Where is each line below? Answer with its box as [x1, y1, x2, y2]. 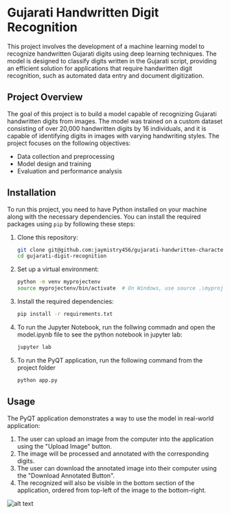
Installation [7, 187, 56, 199]
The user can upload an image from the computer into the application [16, 435, 214, 443]
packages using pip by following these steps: [7, 219, 135, 228]
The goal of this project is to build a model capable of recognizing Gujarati [7, 109, 218, 118]
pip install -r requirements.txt [16, 311, 113, 318]
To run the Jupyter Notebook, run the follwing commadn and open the [16, 323, 216, 331]
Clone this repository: [16, 233, 78, 242]
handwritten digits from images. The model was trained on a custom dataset [7, 117, 223, 125]
